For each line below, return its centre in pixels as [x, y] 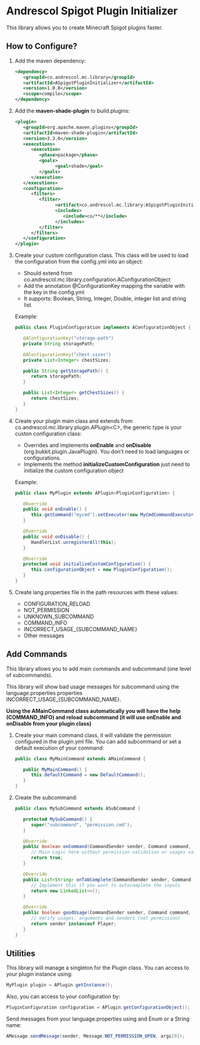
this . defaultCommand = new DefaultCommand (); [88, 775]
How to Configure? [42, 46]
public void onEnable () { [55, 509]
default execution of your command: [59, 748]
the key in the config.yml [54, 292]
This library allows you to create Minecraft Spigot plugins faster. [85, 27]
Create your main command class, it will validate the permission [93, 735]
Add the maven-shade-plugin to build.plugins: [72, 111]
